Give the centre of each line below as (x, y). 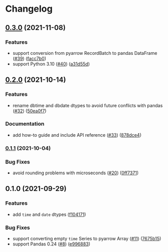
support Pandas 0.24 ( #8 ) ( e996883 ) (51, 244)
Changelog (29, 9)
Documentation (25, 124)
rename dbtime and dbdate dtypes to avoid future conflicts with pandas (88, 105)
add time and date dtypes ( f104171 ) (49, 214)
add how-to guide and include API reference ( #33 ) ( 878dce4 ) (77, 135)
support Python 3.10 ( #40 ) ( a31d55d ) (51, 64)
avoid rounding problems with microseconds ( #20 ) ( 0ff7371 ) (75, 173)
